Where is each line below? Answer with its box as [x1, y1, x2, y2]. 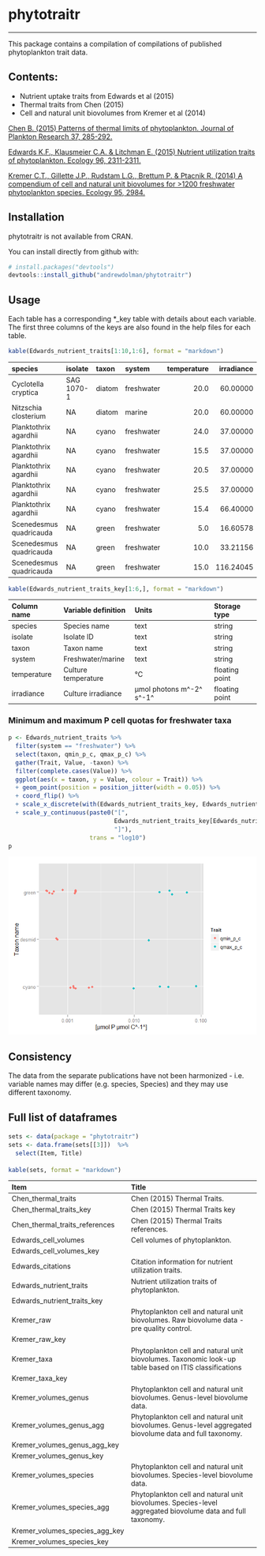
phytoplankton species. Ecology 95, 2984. [8, 187, 146, 197]
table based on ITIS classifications [130, 1362, 242, 1372]
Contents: [8, 70, 58, 84]
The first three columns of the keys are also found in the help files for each [8, 322, 251, 333]
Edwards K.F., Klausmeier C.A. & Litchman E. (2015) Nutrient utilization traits [8, 147, 256, 156]
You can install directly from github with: [8, 246, 140, 256]
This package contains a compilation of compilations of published [8, 39, 222, 48]
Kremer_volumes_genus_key [11, 1451, 104, 1460]
